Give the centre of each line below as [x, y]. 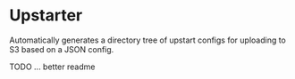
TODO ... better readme [52, 67]
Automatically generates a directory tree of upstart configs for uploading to [147, 40]
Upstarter [46, 16]
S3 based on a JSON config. [62, 49]
